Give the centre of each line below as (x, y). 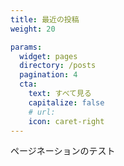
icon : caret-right (66, 121)
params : (26, 47)
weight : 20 (33, 29)
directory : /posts (58, 66)
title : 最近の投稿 (45, 19)
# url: (42, 112)
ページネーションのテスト (63, 151)
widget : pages (48, 56)
